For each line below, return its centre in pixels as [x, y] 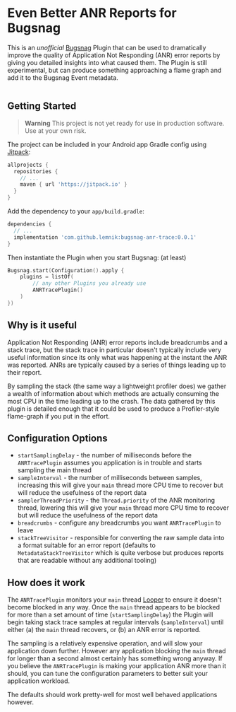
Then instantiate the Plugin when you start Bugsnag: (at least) [97, 257]
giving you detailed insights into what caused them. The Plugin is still [107, 62]
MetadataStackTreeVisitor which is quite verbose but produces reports [120, 553]
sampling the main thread [54, 470]
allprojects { [28, 165]
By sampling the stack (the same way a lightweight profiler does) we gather [117, 386]
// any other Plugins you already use [89, 284]
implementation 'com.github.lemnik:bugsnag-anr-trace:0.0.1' [105, 237]
